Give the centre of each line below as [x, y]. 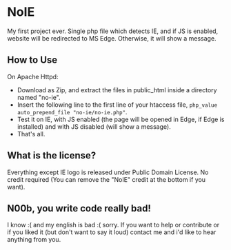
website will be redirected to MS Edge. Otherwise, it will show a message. [112, 38]
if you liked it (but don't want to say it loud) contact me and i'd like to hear [112, 232]
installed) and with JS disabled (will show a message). [94, 126]
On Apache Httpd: [33, 76]
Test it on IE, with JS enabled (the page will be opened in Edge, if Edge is [121, 119]
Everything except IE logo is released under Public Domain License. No [108, 172]
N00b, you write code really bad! [79, 208]
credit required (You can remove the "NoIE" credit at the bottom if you [106, 179]
